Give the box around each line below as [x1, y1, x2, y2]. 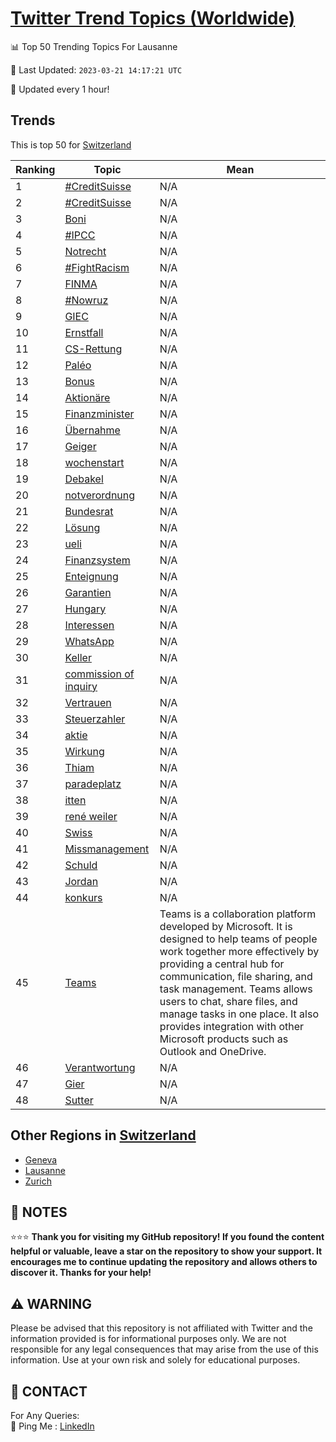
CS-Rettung [64, 342, 123, 356]
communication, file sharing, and [159, 969, 313, 983]
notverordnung [64, 488, 136, 502]
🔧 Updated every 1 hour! [10, 83, 110, 95]
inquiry [64, 679, 98, 693]
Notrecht [64, 244, 107, 258]
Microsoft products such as [159, 1032, 289, 1046]
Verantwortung [64, 1060, 136, 1074]
